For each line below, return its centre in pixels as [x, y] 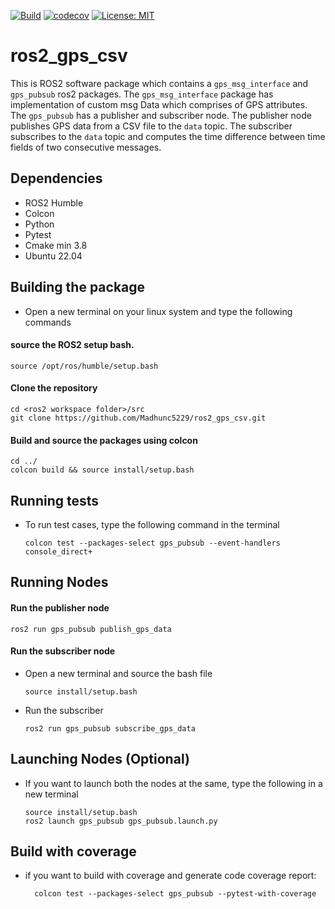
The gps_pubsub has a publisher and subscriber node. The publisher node [161, 115]
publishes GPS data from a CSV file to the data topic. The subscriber [151, 126]
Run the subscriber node [63, 651]
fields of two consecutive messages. [86, 147]
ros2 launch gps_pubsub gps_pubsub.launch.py [121, 821]
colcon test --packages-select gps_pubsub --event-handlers [152, 543]
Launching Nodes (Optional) [100, 759]
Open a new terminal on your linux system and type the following [158, 311]
